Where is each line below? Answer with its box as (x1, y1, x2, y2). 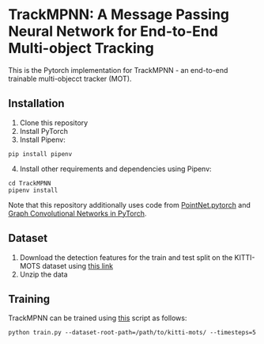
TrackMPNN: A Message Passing (8, 6, 230, 24)
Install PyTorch (19, 126, 69, 136)
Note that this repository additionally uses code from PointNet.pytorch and (8, 200, 251, 209)
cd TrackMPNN (8, 179, 51, 187)
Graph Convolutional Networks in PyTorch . (8, 208, 147, 218)
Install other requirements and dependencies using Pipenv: (19, 164, 212, 174)
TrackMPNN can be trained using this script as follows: (8, 313, 187, 323)
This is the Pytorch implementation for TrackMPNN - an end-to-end (8, 65, 228, 75)
